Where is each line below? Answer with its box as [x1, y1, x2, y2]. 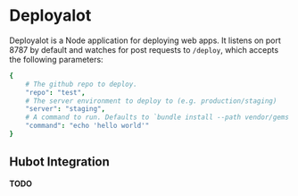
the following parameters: [9, 54, 104, 64]
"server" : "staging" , [25, 105, 105, 114]
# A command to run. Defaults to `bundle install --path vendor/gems [25, 113, 290, 122]
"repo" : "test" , [25, 88, 87, 97]
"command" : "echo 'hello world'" [25, 122, 150, 131]
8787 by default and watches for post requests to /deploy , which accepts [9, 44, 279, 55]
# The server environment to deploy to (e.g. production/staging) [25, 96, 277, 106]
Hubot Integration [9, 154, 110, 170]
